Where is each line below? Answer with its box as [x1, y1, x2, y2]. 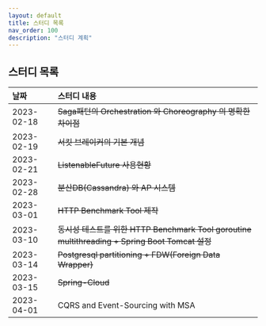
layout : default [8, 11, 62, 20]
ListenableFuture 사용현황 [58, 159, 152, 171]
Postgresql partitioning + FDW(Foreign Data [58, 249, 220, 260]
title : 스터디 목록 [8, 19, 64, 27]
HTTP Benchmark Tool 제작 [58, 205, 159, 217]
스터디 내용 [58, 90, 97, 102]
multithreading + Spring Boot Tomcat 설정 [58, 236, 212, 247]
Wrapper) [58, 259, 93, 270]
